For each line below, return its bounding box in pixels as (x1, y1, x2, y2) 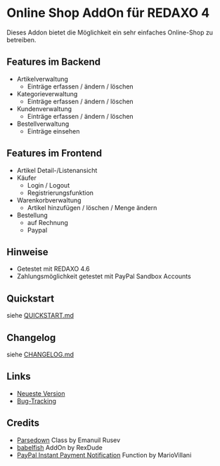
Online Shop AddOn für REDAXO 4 (6, 5, 210, 21)
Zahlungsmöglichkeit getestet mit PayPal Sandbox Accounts (16, 272, 191, 280)
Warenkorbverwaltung (16, 195, 82, 205)
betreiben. (6, 35, 37, 44)
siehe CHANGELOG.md (6, 350, 75, 358)
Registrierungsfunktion (27, 188, 94, 197)
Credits (6, 417, 40, 429)
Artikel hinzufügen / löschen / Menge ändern (27, 203, 157, 212)
